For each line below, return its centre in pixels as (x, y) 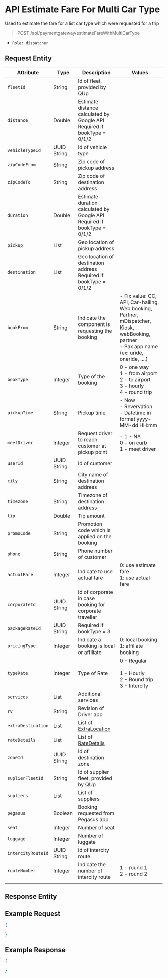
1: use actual (135, 578)
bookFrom (18, 327)
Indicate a (90, 639)
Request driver (95, 433)
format (128, 419)
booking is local (97, 646)
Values (140, 72)
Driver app (91, 714)
